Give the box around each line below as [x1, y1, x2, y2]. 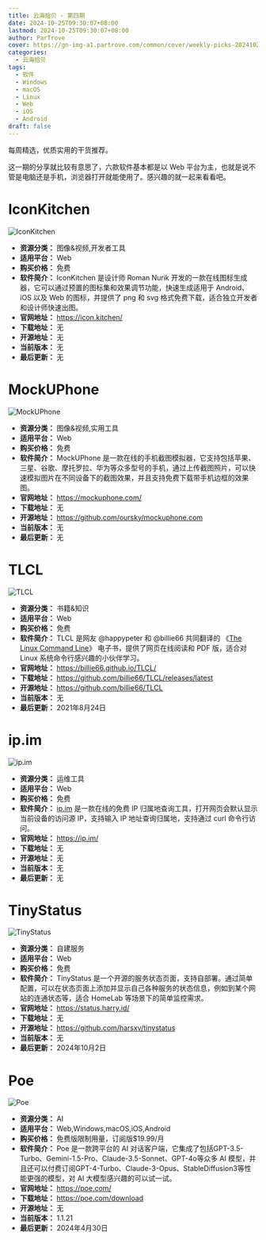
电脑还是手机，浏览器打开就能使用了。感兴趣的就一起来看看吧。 [21, 172, 230, 181]
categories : [8, 48, 47, 56]
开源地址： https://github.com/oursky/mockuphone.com [19, 512, 203, 522]
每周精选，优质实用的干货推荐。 [8, 145, 112, 155]
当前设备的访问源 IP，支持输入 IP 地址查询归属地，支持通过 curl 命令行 [19, 813, 249, 823]
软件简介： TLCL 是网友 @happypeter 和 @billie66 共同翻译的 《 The [19, 633, 242, 643]
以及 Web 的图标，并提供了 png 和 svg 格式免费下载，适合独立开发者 [32, 292, 258, 302]
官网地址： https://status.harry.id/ [19, 1003, 130, 1013]
